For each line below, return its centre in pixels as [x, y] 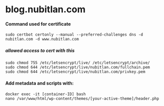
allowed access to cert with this [40, 50]
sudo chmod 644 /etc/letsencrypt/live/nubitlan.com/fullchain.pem [78, 68]
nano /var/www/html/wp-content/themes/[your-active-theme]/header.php [82, 98]
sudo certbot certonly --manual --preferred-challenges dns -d [74, 35]
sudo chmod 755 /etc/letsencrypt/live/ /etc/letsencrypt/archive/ [78, 63]
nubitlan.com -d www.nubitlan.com [42, 39]
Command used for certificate [38, 24]
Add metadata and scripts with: [40, 83]
